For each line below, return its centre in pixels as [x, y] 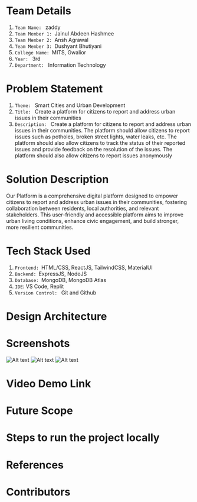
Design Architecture [57, 316]
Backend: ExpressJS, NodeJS [51, 274]
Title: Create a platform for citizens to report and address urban [95, 111]
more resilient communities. [40, 227]
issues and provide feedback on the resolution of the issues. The [93, 149]
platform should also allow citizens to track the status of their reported [100, 142]
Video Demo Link [49, 384]
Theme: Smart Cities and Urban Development [70, 105]
